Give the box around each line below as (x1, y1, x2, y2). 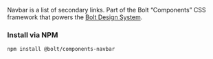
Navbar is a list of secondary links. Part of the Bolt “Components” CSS (7, 6, 206, 14)
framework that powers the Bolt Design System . (7, 13, 143, 21)
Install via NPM (7, 30, 58, 40)
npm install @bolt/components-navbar (7, 46, 115, 53)
